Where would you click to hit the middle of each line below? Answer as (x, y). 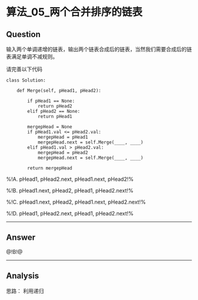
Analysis (23, 276)
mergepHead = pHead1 (63, 137)
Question (23, 34)
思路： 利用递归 (25, 291)
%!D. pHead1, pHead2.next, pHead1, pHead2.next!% (70, 213)
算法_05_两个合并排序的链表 (74, 12)
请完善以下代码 (24, 69)
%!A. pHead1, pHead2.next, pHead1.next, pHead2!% (70, 179)
